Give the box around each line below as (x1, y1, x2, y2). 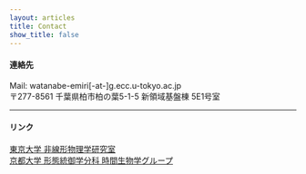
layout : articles (9, 13, 76, 23)
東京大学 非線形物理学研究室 (9, 143, 116, 154)
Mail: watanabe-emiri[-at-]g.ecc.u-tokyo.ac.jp (9, 80, 182, 91)
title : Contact (9, 22, 67, 31)
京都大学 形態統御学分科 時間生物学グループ (9, 155, 174, 166)
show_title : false (9, 30, 79, 39)
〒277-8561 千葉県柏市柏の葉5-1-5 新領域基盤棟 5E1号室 (9, 91, 220, 101)
